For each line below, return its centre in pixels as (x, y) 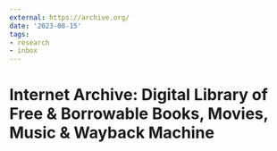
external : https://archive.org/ (69, 17)
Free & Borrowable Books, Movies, (139, 114)
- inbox (24, 51)
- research (29, 42)
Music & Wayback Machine (112, 133)
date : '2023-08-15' (46, 26)
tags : (19, 34)
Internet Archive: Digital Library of (138, 95)
